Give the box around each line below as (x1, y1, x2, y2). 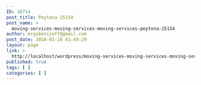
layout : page (6, 42, 39, 48)
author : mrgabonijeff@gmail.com (6, 31, 87, 37)
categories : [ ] (6, 70, 47, 76)
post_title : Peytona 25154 (6, 14, 74, 20)
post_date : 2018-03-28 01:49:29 (6, 37, 87, 42)
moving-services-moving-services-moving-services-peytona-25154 (11, 25, 175, 32)
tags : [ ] (6, 64, 31, 71)
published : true (6, 59, 47, 65)
